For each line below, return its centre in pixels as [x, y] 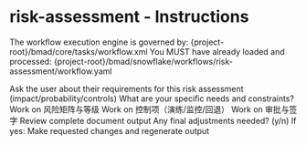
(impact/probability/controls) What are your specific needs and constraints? [152, 98]
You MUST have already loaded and [217, 51]
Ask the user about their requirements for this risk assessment [127, 88]
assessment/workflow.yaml [61, 71]
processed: [31, 61]
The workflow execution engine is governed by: [99, 42]
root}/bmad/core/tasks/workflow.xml [79, 51]
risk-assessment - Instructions [129, 17]
